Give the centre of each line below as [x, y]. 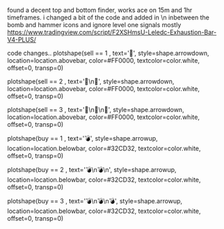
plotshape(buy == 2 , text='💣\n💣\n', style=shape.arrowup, [92, 169]
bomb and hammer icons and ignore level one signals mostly [94, 25]
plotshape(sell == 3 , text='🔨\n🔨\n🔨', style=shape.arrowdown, [96, 110]
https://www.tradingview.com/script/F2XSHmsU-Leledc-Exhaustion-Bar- [112, 32]
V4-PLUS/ [22, 40]
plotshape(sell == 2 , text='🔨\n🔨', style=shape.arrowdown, [91, 81]
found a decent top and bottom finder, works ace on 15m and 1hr [100, 10]
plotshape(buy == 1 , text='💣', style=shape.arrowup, [82, 138]
